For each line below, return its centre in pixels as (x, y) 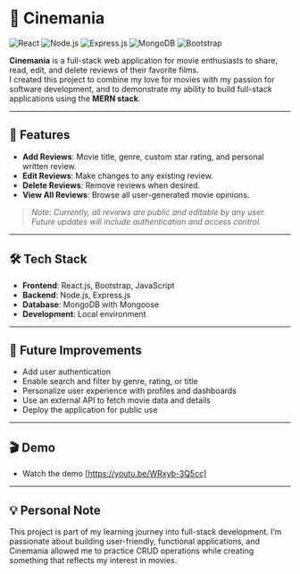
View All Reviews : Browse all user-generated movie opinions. (136, 194)
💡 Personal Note (55, 510)
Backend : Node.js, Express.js (76, 295)
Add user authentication (67, 372)
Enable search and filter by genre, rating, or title (110, 381)
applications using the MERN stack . (75, 99)
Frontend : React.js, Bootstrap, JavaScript (98, 285)
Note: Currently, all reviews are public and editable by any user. (148, 212)
